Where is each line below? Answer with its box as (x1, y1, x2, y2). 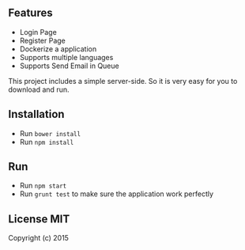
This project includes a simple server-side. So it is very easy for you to (8, 76, 238, 85)
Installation (8, 108, 65, 121)
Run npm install (19, 137, 74, 146)
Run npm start (19, 181, 67, 191)
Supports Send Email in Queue (19, 61, 120, 70)
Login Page (19, 27, 57, 36)
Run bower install (19, 128, 81, 138)
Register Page (19, 36, 66, 45)
